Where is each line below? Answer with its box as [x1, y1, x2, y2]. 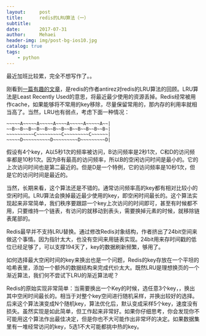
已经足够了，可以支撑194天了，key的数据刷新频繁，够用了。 [11, 243, 164, 250]
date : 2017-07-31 [6, 26, 67, 32]
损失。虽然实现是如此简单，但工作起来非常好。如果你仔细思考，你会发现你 [6, 307, 194, 315]
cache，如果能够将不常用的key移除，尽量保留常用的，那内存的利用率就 [11, 101, 192, 108]
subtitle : [6, 20, 32, 26]
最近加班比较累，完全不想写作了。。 [6, 72, 95, 80]
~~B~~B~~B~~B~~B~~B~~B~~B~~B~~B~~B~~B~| [6, 126, 112, 132]
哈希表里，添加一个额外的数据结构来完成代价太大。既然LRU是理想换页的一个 [6, 264, 200, 271]
